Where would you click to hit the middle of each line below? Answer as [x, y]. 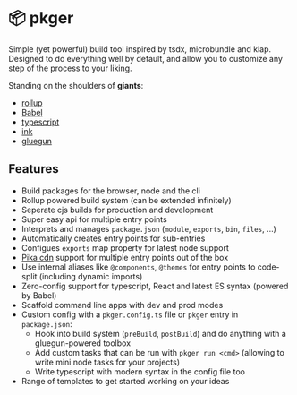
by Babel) [39, 295]
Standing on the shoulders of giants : [76, 85]
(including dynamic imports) [91, 276]
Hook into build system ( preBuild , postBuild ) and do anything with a [161, 333]
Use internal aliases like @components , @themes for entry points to [138, 267]
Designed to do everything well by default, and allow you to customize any [146, 58]
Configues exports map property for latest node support [125, 247]
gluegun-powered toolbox [83, 343]
